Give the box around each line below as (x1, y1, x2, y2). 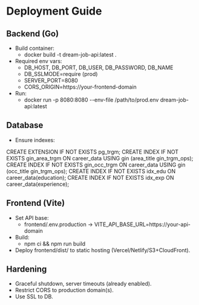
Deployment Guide (6, 4, 102, 18)
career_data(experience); (6, 180, 70, 188)
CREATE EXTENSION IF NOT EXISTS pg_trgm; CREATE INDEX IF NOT (6, 148, 179, 156)
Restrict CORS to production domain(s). (15, 287, 114, 294)
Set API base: (15, 214, 49, 221)
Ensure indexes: (15, 136, 56, 143)
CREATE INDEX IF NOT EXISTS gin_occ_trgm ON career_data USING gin (6, 161, 186, 168)
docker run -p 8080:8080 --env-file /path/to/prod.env (24, 96, 159, 103)
